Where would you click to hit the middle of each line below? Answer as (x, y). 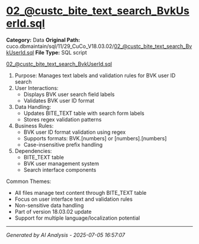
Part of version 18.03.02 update (53, 211)
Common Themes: (29, 181)
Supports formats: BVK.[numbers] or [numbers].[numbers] (95, 138)
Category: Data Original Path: (43, 40)
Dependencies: (33, 151)
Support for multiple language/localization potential (77, 218)
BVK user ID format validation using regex (75, 132)
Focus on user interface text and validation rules (74, 199)
